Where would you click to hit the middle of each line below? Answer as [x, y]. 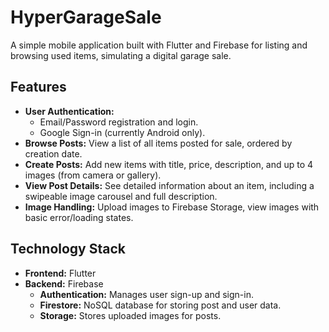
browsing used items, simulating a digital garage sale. [121, 55]
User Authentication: [69, 111]
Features [38, 87]
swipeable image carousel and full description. [121, 196]
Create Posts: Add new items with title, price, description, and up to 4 [169, 164]
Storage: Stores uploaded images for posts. [130, 315]
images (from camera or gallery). [93, 175]
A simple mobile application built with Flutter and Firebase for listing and [159, 45]
